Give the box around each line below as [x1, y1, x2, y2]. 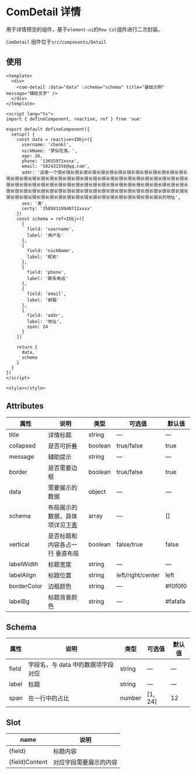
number [120, 694, 142, 702]
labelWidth [9, 560, 39, 568]
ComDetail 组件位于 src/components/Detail [6, 38, 107, 45]
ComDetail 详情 [6, 5, 81, 19]
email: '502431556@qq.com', [21, 163, 90, 169]
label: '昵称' [27, 254, 60, 260]
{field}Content [9, 758, 48, 766]
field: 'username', [27, 226, 75, 232]
